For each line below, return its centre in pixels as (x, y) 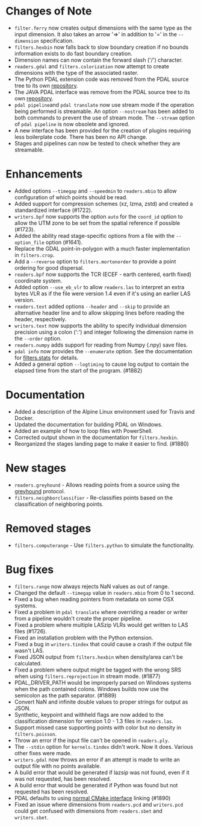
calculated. (28, 663)
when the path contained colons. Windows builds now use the (91, 689)
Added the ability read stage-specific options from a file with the (94, 235)
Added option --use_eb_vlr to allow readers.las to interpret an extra (99, 287)
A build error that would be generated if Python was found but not (96, 785)
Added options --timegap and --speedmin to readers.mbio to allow (95, 191)
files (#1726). (31, 631)
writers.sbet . (31, 817)
